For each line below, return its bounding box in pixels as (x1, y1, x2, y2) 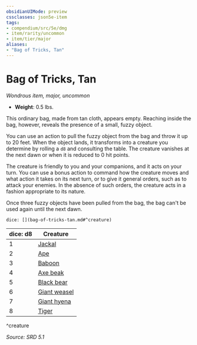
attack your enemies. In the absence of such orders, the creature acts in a (6, 181, 186, 189)
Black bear (38, 278, 68, 286)
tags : (6, 19, 19, 25)
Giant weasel (38, 287, 74, 295)
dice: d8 (9, 229, 32, 238)
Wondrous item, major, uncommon (6, 92, 90, 99)
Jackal (38, 239, 57, 248)
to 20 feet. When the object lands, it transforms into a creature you (6, 139, 168, 146)
